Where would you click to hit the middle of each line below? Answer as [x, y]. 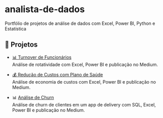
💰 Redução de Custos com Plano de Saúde [57, 74]
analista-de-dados [45, 9]
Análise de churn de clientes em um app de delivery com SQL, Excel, [84, 104]
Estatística [15, 28]
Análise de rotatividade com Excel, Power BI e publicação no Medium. [85, 64]
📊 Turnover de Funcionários [42, 57]
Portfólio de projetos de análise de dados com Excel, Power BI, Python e [80, 23]
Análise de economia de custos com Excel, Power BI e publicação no [84, 82]
